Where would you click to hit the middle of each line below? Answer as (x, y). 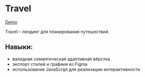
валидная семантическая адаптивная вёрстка (61, 59)
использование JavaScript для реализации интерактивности (76, 69)
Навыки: (19, 47)
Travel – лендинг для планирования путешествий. (57, 31)
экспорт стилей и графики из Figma (50, 64)
